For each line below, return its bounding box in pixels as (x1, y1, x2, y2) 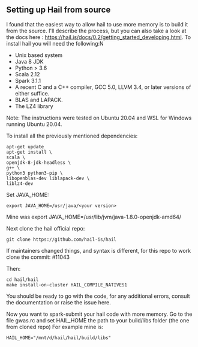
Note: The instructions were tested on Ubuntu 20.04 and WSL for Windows (6, 114, 192, 121)
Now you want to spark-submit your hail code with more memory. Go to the (6, 310, 193, 318)
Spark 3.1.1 (14, 77, 41, 84)
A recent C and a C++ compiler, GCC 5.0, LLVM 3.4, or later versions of (14, 83, 191, 91)
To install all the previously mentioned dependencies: (6, 132, 138, 139)
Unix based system (14, 51, 63, 59)
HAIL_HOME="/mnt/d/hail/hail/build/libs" (6, 334, 112, 341)
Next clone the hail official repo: (6, 225, 85, 232)
